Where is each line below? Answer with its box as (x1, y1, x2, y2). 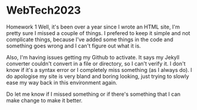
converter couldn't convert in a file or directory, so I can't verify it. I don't (6, 60, 186, 67)
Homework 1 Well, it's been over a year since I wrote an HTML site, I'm (6, 23, 180, 30)
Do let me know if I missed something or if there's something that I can (6, 90, 181, 98)
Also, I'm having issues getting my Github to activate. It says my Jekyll (6, 54, 180, 61)
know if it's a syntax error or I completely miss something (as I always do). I (6, 66, 192, 73)
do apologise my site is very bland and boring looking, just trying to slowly (6, 73, 190, 80)
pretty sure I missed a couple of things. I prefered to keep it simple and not (6, 29, 190, 36)
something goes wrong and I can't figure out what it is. (6, 42, 141, 49)
